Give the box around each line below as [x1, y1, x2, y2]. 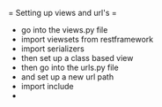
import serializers [20, 43, 85, 54]
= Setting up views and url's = [8, 8, 118, 18]
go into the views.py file [20, 25, 108, 34]
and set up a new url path [20, 72, 114, 82]
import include [20, 81, 74, 91]
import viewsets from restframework [20, 34, 154, 44]
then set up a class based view [20, 53, 134, 63]
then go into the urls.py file [20, 62, 120, 73]
